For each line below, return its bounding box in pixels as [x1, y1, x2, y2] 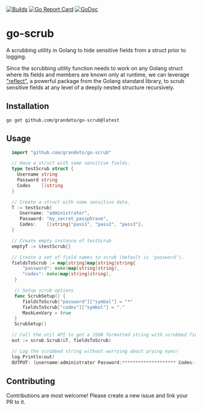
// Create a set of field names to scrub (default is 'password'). [11, 254, 185, 260]
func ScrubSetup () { [14, 293, 66, 299]
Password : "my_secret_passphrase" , [19, 216, 109, 222]
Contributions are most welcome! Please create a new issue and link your [6, 392, 188, 399]
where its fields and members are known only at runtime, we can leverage [6, 71, 189, 78]
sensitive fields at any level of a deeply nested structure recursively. [6, 84, 175, 91]
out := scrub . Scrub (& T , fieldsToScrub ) [11, 337, 112, 344]
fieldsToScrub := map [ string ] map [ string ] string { [11, 260, 136, 266]
